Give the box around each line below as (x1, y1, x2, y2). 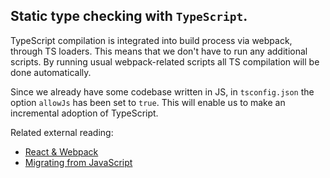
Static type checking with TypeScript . (10, 8, 248, 25)
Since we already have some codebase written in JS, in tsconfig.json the (10, 85, 315, 98)
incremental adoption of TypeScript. (10, 107, 159, 119)
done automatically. (10, 66, 92, 78)
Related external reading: (10, 126, 114, 138)
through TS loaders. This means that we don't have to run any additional (10, 45, 308, 57)
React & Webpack (24, 145, 99, 158)
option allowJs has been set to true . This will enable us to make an (10, 96, 286, 108)
